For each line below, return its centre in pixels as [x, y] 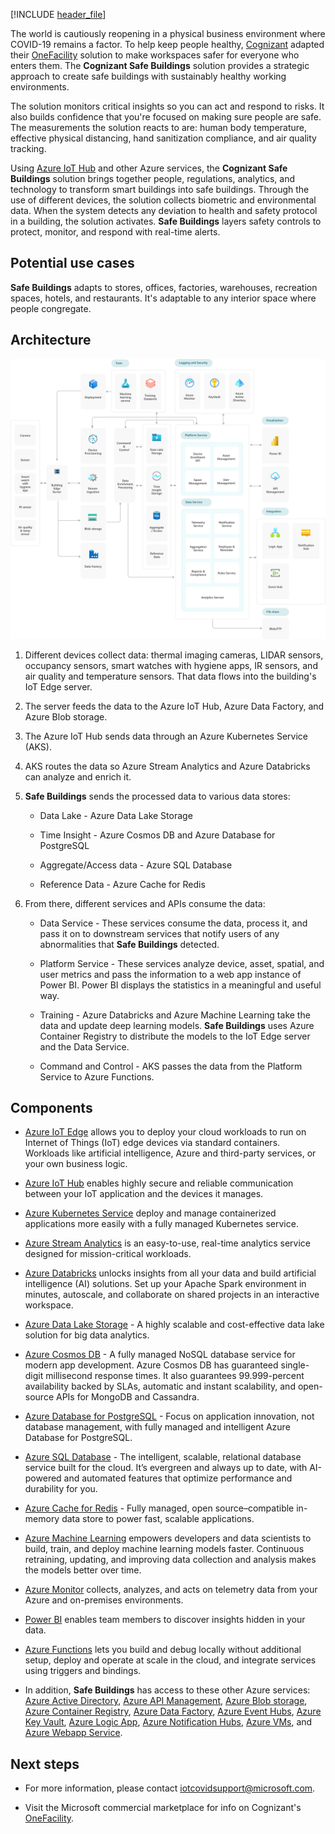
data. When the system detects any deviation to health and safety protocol [164, 210]
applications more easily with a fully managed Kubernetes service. [161, 1224]
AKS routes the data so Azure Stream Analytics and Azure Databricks [167, 766]
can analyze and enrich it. [78, 776]
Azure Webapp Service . [73, 1733]
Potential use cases [72, 263]
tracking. [28, 148]
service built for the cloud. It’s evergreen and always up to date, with [166, 1468]
